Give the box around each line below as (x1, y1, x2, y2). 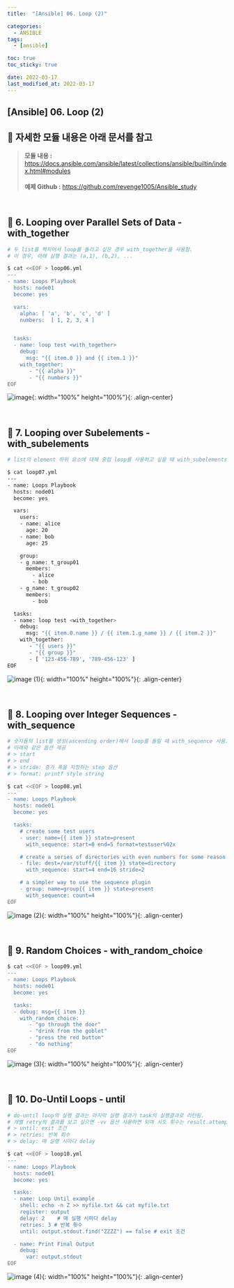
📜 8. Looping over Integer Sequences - (7, 709, 178, 720)
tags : (7, 36, 23, 43)
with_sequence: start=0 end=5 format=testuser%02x (25, 841, 176, 848)
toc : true (7, 55, 36, 62)
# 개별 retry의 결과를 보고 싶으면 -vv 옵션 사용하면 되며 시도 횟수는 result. (7, 1119, 209, 1126)
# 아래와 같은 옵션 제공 (7, 744, 66, 752)
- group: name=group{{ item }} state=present (19, 886, 155, 893)
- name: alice (19, 520, 61, 527)
